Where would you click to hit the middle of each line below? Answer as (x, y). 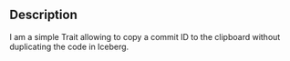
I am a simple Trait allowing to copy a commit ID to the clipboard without (145, 36)
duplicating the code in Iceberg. (69, 46)
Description (43, 15)
